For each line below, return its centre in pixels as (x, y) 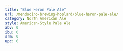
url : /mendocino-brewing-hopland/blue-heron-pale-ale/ (62, 14)
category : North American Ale (36, 18)
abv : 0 (12, 28)
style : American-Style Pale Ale (38, 23)
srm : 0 (12, 37)
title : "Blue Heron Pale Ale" (36, 9)
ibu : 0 (12, 32)
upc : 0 (12, 41)
